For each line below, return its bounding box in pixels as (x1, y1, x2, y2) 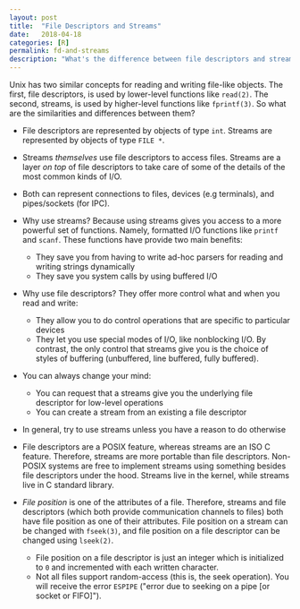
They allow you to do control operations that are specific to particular (35, 315, 290, 325)
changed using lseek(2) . (21, 535, 114, 545)
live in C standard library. (21, 480, 114, 490)
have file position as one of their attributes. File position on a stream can (21, 516, 288, 527)
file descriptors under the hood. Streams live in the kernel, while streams (21, 470, 290, 480)
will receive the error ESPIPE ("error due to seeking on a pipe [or (35, 581, 271, 591)
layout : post (9, 13, 58, 22)
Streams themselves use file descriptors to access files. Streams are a (21, 152, 281, 162)
